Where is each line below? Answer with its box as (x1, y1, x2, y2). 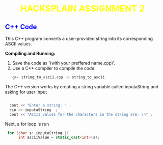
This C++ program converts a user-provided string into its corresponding (5, 36, 153, 41)
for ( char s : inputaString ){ (7, 130, 69, 136)
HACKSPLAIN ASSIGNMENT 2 (20, 3, 145, 14)
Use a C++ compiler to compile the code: (12, 65, 96, 71)
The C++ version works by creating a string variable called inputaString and (5, 83, 159, 89)
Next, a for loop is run (5, 121, 49, 127)
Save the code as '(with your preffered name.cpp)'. (12, 60, 115, 66)
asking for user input (5, 89, 47, 95)
